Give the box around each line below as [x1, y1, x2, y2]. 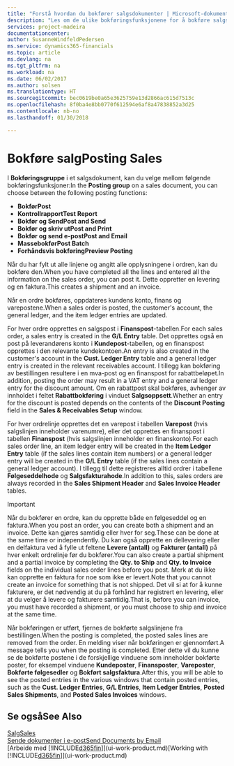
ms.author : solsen [7, 82, 61, 89]
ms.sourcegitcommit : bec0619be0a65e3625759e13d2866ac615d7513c [7, 95, 195, 102]
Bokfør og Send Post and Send [17, 217, 107, 225]
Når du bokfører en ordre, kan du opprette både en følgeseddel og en [7, 513, 207, 521]
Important [7, 500, 36, 508]
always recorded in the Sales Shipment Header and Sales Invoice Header [7, 479, 221, 487]
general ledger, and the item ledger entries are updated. [7, 310, 168, 319]
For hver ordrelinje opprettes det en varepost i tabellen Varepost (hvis [7, 419, 208, 428]
